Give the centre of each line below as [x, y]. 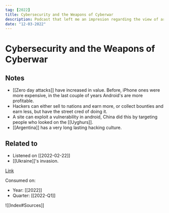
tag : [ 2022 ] [18, 10]
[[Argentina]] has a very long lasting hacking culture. [67, 128]
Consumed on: [21, 181]
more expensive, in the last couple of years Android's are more [78, 96]
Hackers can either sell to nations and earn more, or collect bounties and [88, 106]
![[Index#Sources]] [25, 205]
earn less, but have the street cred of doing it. [60, 112]
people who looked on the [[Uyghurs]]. [53, 122]
